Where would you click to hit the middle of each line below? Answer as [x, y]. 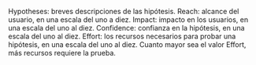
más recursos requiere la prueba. [62, 53]
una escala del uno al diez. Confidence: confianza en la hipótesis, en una [127, 28]
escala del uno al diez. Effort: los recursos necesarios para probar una [122, 36]
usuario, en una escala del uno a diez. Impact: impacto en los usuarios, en [128, 20]
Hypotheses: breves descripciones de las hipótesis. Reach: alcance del [124, 11]
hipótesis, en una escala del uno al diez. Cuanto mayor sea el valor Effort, [127, 45]
